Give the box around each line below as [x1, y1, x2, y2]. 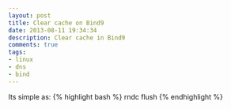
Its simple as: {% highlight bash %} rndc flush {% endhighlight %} [8, 92, 224, 101]
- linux [8, 56, 34, 64]
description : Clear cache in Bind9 [8, 33, 126, 42]
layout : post [8, 11, 51, 20]
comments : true [8, 41, 59, 49]
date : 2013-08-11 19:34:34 [8, 26, 97, 34]
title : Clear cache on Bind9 [8, 19, 104, 27]
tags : [8, 48, 26, 56]
